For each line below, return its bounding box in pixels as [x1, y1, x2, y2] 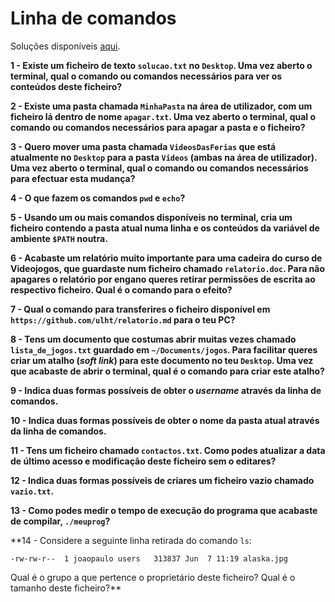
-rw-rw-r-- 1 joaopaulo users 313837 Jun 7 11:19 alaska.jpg [10, 553, 288, 564]
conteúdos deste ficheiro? [10, 80, 123, 92]
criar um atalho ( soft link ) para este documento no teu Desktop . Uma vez [10, 354, 314, 366]
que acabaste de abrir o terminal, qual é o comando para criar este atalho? [10, 365, 325, 377]
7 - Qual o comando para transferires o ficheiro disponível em [10, 303, 271, 315]
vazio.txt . [10, 485, 55, 497]
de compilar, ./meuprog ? [10, 515, 111, 527]
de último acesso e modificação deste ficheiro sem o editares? [10, 455, 277, 467]
